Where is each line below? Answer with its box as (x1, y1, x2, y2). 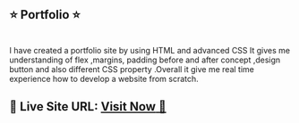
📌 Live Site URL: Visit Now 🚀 (9, 99, 167, 114)
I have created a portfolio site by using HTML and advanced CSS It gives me (9, 45, 291, 55)
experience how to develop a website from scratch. (9, 73, 199, 84)
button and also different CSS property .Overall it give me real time (9, 63, 255, 74)
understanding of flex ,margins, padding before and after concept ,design (9, 54, 281, 65)
